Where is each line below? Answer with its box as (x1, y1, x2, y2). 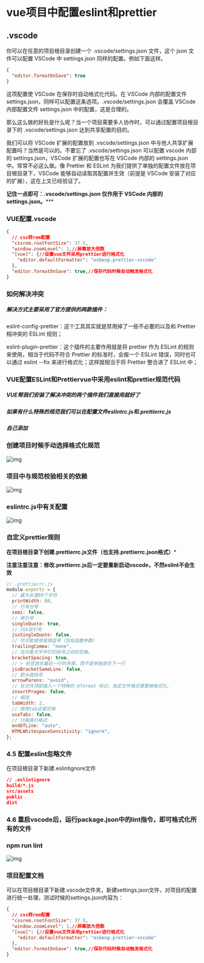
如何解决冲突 (6, 289, 44, 298)
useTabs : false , (12, 712, 53, 718)
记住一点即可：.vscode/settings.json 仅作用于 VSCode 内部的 (6, 190, 163, 197)
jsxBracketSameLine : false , (12, 666, 83, 672)
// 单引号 (12, 615, 34, 621)
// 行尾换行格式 (12, 717, 47, 723)
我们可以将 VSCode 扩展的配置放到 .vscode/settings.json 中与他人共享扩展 (6, 139, 194, 146)
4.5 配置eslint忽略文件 (6, 750, 72, 759)
